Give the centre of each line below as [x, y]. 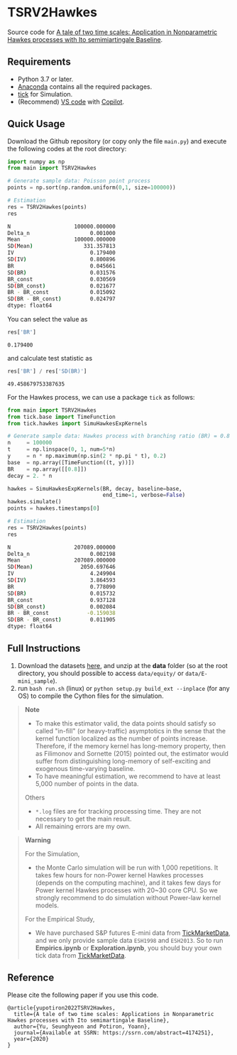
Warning [38, 840]
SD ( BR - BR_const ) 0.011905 [61, 620]
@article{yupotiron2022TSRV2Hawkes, [61, 1008]
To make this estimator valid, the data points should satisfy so [126, 723]
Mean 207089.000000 [61, 561]
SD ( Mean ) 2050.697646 [61, 567]
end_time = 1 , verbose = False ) [144, 495]
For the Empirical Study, [60, 919]
